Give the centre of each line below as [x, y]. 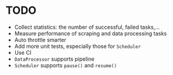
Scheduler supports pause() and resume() [65, 65]
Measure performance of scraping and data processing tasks [90, 33]
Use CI [23, 52]
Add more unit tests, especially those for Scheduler [77, 46]
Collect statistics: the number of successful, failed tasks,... [87, 27]
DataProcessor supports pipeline [54, 59]
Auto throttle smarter [40, 40]
